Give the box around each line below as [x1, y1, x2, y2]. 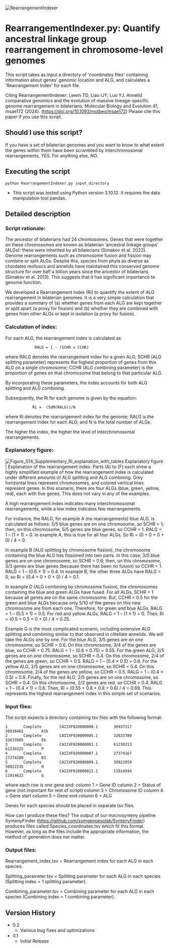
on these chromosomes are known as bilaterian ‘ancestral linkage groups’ [5, 242, 159, 248]
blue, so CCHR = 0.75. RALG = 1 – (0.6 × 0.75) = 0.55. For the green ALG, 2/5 [5, 647, 164, 653]
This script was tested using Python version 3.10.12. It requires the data [12, 189, 160, 196]
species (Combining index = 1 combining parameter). [5, 894, 116, 900]
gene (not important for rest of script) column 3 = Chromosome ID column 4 [5, 787, 163, 793]
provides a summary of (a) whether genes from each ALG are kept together [5, 300, 162, 306]
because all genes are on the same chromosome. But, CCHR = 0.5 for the [5, 594, 158, 600]
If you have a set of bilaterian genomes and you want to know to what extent [5, 142, 164, 148]
